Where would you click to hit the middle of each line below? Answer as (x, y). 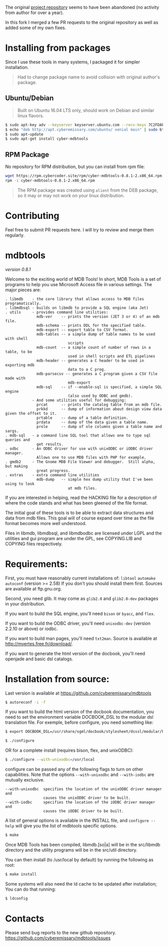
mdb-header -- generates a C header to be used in (90, 361)
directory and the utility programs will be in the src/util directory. (71, 850)
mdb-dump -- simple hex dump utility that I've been (95, 479)
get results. (50, 444)
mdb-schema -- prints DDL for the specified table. (91, 325)
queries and (17, 440)
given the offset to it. (31, 413)
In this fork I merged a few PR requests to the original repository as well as (82, 22)
